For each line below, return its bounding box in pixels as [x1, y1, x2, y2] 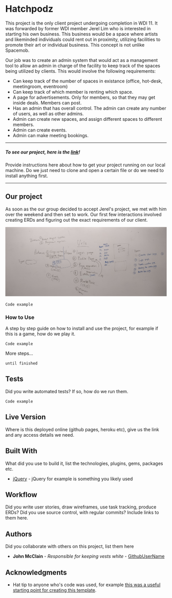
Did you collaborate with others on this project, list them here [5, 543, 134, 549]
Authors [5, 529, 32, 538]
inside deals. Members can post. [12, 99, 82, 105]
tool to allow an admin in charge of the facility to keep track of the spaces [5, 62, 160, 69]
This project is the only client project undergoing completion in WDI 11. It [5, 20, 158, 26]
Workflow [5, 490, 37, 499]
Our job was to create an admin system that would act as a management [5, 57, 158, 63]
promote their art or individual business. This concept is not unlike [5, 41, 145, 48]
